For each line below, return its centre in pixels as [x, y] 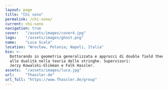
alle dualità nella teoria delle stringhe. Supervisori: [70, 61]
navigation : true [23, 28]
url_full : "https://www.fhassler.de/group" [51, 79]
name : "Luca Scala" [29, 42]
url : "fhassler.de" [30, 75]
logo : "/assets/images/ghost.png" [44, 38]
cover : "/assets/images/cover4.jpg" [45, 33]
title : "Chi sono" [24, 14]
